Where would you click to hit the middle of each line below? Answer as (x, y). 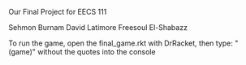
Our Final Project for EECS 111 (58, 12)
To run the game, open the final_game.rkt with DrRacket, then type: (121, 43)
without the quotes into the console (97, 52)
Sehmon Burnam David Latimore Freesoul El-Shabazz (98, 27)
